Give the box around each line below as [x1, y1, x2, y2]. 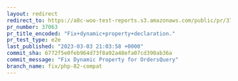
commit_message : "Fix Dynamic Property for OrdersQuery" [6, 56, 179, 63]
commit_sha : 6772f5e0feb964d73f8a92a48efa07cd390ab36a [6, 50, 173, 57]
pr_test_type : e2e [6, 37, 61, 44]
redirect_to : [6, 17, 45, 24]
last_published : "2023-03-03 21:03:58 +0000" [6, 43, 144, 50]
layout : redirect [6, 10, 58, 18]
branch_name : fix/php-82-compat [6, 63, 102, 70]
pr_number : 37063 [6, 23, 58, 30]
